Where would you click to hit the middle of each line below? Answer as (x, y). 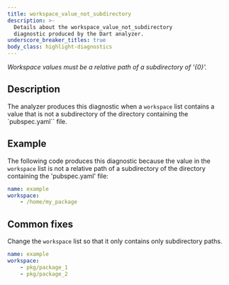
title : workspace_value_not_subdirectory (69, 14)
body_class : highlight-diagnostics (60, 47)
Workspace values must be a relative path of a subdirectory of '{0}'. (107, 67)
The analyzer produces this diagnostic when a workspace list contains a (111, 106)
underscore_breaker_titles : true (57, 40)
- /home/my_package (49, 202)
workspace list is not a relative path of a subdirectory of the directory (106, 168)
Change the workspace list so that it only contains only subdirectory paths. (115, 241)
